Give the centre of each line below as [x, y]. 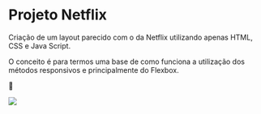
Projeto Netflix [58, 15]
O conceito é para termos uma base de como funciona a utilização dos [127, 61]
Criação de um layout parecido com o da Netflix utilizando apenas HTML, [130, 37]
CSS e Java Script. [40, 45]
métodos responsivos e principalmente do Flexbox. [94, 70]
